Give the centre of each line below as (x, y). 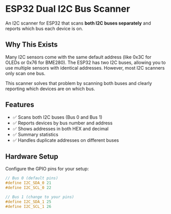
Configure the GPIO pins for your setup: (47, 169)
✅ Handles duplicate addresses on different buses (66, 140)
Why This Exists (31, 45)
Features (20, 105)
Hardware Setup (32, 156)
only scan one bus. (25, 73)
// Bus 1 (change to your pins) (40, 197)
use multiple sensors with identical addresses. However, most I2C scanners (85, 68)
